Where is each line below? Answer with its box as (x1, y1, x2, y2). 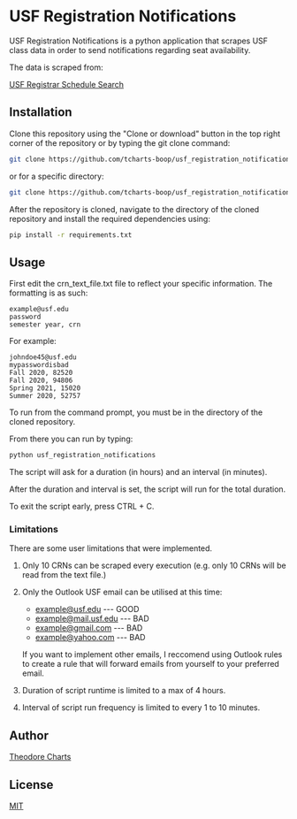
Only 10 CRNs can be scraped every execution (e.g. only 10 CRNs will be (21, 560, 286, 571)
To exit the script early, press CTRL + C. (9, 501, 155, 512)
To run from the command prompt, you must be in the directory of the (9, 407, 263, 417)
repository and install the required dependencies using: (9, 213, 210, 224)
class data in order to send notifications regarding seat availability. (9, 44, 251, 55)
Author (9, 728, 49, 743)
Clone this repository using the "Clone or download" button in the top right (9, 128, 281, 139)
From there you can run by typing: (9, 433, 133, 444)
